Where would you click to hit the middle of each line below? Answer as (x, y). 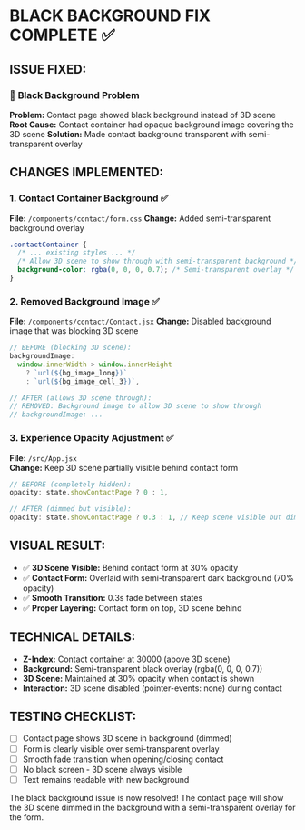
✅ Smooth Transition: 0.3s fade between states (113, 597)
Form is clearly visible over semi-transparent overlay (121, 749)
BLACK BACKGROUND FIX (110, 16)
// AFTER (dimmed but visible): (70, 509)
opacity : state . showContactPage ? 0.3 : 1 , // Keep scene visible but (146, 518)
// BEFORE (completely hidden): (70, 484)
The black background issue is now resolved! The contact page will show (147, 797)
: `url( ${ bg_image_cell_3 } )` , (83, 381)
